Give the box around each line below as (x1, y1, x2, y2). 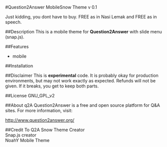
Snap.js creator (5, 132, 36, 138)
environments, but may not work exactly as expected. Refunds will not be (5, 78, 156, 83)
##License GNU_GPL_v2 (5, 93, 55, 98)
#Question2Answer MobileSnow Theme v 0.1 (5, 4, 97, 10)
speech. (5, 19, 22, 25)
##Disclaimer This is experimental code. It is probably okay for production (5, 73, 159, 78)
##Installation (5, 63, 33, 69)
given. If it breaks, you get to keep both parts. (5, 83, 99, 89)
